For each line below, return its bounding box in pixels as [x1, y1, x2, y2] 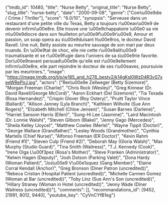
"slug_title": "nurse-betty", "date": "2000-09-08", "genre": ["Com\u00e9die [5, 10, 162, 16]
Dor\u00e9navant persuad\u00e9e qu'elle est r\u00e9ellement [5, 58, 136, 64]
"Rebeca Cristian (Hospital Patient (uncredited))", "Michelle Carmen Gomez [5, 171, 161, 176]
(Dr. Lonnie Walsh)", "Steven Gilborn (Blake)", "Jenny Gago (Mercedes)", [5, 117, 155, 123]
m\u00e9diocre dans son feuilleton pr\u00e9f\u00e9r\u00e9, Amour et [5, 31, 153, 37]
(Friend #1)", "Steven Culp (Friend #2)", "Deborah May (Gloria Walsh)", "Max [5, 138, 163, 144]
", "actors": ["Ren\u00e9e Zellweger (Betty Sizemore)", [35, 79, 149, 85]
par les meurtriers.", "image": [5, 69, 65, 75]
